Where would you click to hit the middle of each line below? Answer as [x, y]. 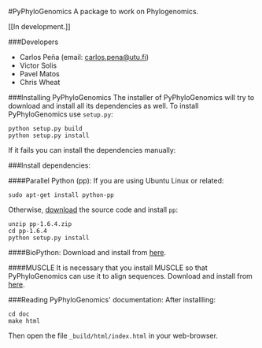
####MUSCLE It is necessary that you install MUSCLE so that [108, 268]
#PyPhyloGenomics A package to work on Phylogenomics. [103, 11]
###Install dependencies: [49, 165]
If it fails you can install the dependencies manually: [92, 150]
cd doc [19, 314]
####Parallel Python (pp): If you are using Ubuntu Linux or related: [116, 181]
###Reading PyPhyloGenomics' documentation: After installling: [112, 300]
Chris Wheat [40, 82]
